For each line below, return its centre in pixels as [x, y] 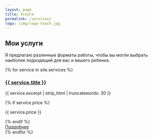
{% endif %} [18, 122]
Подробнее [17, 127]
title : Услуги [20, 14]
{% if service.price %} [27, 103]
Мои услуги [24, 43]
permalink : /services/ [28, 19]
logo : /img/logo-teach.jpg [33, 23]
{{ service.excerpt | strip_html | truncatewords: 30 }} [58, 93]
